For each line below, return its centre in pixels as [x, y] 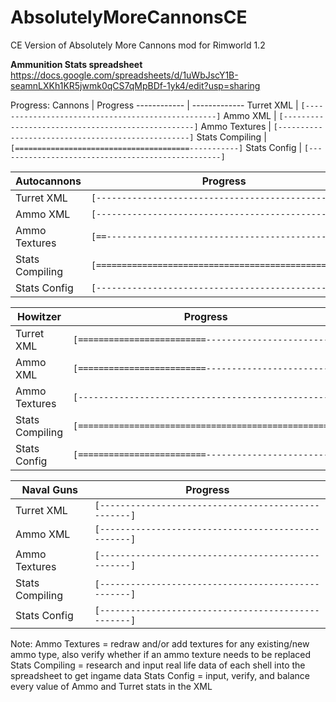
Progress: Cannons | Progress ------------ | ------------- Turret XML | [154, 105]
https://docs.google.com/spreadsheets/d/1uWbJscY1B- [124, 75]
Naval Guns [50, 489]
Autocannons [48, 181]
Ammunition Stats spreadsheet [76, 64]
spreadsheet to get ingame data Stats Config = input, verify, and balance [160, 675]
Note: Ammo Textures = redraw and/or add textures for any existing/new [160, 643]
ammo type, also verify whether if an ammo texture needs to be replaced [160, 654]
